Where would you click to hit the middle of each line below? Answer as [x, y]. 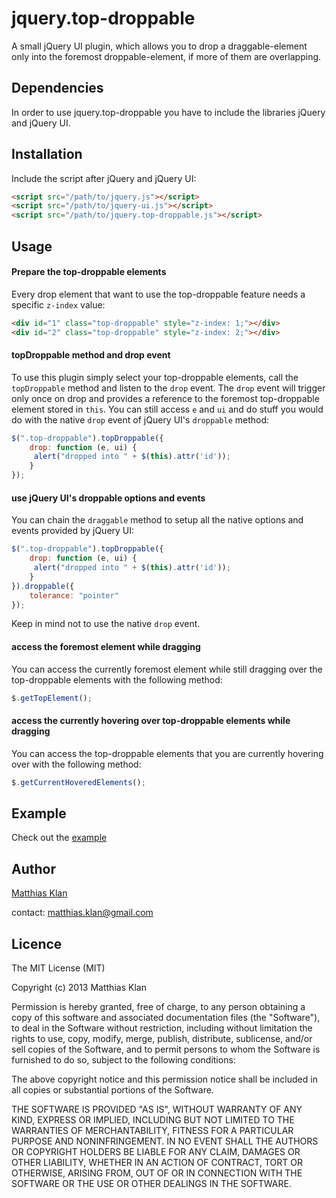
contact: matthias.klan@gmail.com [82, 913]
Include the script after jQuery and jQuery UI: [104, 178]
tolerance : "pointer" [74, 595]
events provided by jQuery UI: [73, 531]
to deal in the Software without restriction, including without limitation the [162, 1028]
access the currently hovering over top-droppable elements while [151, 721]
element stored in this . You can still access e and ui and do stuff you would [167, 409]
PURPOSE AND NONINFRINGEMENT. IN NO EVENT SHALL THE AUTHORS [165, 1141]
